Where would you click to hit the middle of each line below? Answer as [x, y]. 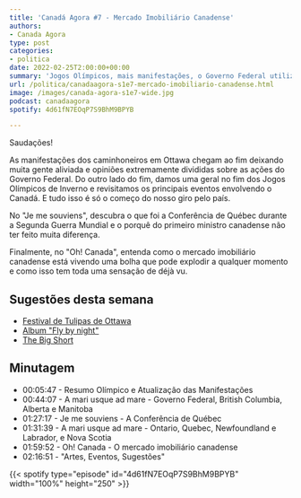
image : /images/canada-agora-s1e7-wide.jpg [92, 92]
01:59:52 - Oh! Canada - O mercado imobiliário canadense [130, 447]
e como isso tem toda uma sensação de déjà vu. [99, 271]
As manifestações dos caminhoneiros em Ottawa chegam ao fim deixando [146, 160]
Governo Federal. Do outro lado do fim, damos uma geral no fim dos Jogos [147, 179]
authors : [26, 26]
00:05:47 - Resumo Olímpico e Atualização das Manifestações [138, 389]
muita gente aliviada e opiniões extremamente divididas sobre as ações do [147, 170]
